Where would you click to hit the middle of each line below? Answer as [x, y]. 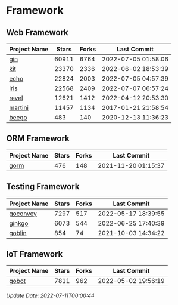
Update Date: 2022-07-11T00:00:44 [51, 295]
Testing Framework [43, 187]
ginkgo [19, 223]
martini [19, 108]
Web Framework [37, 33]
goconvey [23, 214]
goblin [18, 233]
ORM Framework [38, 139]
